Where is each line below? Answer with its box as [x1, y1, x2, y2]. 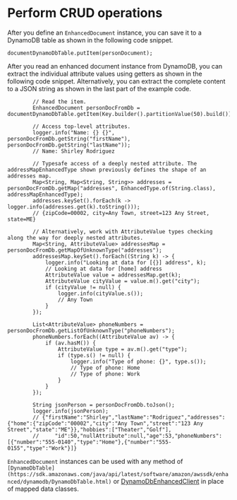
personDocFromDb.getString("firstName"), [7, 135, 131, 142]
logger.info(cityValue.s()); [57, 290, 143, 297]
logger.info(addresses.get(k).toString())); [7, 203, 140, 210]
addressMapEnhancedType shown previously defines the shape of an [7, 166, 207, 173]
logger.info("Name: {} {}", [32, 129, 115, 136]
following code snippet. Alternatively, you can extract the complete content [7, 76, 226, 86]
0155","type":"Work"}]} [7, 444, 78, 452]
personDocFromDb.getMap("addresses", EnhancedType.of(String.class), [7, 185, 217, 192]
